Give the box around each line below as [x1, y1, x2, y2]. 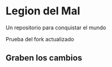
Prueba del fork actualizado [5, 35, 75, 42]
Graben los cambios [5, 53, 82, 63]
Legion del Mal [5, 4, 81, 18]
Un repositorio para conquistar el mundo [5, 24, 107, 31]
